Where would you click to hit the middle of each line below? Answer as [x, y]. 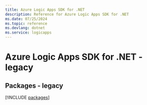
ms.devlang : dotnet [25, 28]
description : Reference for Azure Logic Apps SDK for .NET [67, 14]
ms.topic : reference [26, 23]
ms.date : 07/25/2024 [26, 19]
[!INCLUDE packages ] [27, 97]
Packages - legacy [34, 86]
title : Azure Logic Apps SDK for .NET [45, 10]
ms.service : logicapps [28, 33]
